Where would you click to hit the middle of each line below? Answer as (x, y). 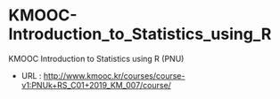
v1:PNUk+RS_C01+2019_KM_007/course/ (96, 85)
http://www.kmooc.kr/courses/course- (114, 75)
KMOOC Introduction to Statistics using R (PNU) (96, 58)
